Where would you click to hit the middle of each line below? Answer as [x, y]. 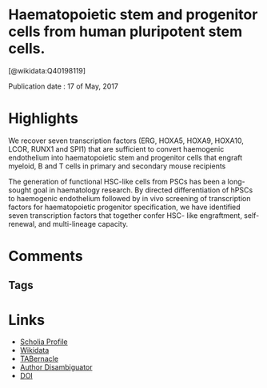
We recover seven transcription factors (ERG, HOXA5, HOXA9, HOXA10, [126, 141]
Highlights [43, 119]
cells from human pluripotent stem [126, 32]
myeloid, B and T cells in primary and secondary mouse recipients [117, 166]
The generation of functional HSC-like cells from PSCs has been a [117, 181]
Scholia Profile [44, 342]
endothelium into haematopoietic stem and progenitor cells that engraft [126, 157]
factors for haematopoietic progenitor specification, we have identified [125, 207]
